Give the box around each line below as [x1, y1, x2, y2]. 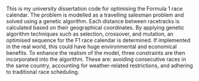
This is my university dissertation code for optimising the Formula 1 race [6, 5, 183, 12]
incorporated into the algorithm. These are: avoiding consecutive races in [6, 56, 186, 63]
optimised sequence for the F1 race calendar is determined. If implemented [6, 37, 191, 43]
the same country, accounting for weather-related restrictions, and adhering [6, 62, 193, 69]
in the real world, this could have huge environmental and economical [6, 43, 177, 50]
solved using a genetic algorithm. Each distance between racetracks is [6, 18, 180, 24]
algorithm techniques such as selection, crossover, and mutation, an [6, 30, 174, 38]
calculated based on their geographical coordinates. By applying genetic [6, 24, 185, 31]
